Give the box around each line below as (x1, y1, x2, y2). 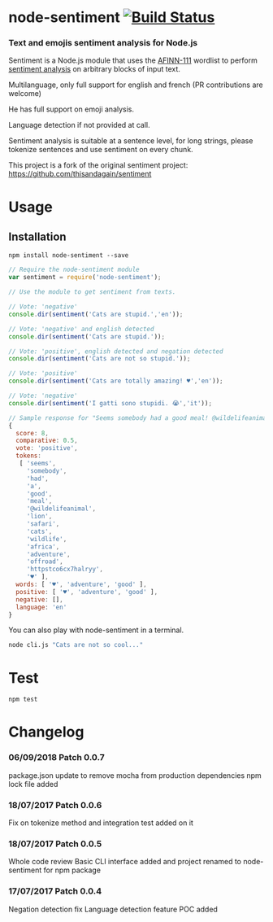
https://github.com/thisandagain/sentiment (8, 169, 152, 179)
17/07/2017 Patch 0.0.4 (8, 885, 102, 897)
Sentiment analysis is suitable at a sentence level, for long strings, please (8, 136, 253, 146)
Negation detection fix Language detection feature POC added (8, 904, 218, 914)
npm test (8, 696, 38, 704)
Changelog (8, 723, 84, 741)
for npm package (43, 865, 102, 875)
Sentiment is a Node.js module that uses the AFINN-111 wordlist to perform (8, 55, 258, 65)
